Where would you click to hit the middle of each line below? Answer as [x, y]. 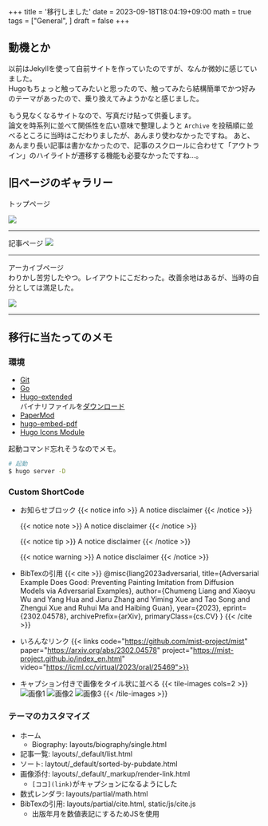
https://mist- [213, 650]
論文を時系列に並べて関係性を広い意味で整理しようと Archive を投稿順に [128, 125]
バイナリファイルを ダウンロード [72, 406]
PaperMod [37, 415]
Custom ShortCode [47, 492]
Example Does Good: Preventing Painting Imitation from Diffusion [127, 583]
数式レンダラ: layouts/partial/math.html [84, 793]
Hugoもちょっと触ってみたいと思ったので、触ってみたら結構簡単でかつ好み [132, 88]
